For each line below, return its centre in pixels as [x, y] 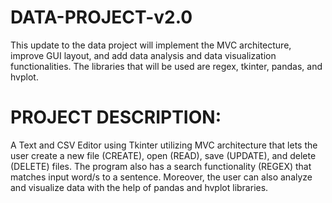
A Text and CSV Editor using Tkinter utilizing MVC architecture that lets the [164, 145]
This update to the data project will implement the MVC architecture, [151, 45]
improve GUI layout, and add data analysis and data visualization [143, 55]
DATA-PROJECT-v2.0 [101, 17]
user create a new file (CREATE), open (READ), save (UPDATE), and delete [163, 155]
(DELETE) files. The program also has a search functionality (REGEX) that [161, 166]
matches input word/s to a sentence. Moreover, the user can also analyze [161, 177]
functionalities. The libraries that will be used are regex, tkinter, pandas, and [166, 66]
